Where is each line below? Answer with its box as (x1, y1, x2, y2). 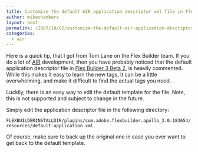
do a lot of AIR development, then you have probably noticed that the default (6, 58, 192, 65)
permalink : (6, 25, 33, 31)
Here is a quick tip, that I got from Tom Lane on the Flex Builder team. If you (6, 52, 190, 59)
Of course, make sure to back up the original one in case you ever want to (6, 133, 186, 140)
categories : (6, 31, 35, 37)
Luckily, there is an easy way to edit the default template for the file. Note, (6, 89, 186, 95)
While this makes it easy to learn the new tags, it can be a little (6, 71, 157, 78)
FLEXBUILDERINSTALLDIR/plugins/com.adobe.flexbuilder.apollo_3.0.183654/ (6, 118, 192, 124)
